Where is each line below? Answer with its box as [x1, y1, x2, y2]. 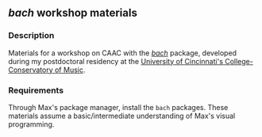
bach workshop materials [8, 6, 137, 20]
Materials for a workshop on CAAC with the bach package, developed [8, 48, 237, 58]
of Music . [54, 65, 86, 74]
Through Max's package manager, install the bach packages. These [8, 102, 229, 112]
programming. [8, 119, 55, 129]
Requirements [8, 85, 64, 96]
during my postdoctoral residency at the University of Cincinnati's [8, 56, 224, 66]
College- [225, 56, 254, 66]
